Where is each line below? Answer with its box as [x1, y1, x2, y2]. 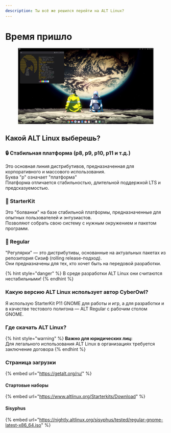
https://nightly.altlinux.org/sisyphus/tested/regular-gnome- [39, 416, 163, 423]
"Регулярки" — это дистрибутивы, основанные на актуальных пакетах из [5, 250, 166, 256]
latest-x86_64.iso [5, 422, 42, 428]
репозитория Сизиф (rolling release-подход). [5, 255, 102, 261]
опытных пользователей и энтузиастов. [5, 215, 92, 221]
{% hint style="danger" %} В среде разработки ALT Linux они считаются [5, 270, 162, 276]
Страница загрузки [5, 359, 56, 366]
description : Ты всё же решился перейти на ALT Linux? [5, 8, 125, 13]
